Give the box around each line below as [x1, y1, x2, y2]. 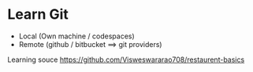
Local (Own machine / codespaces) [18, 31, 135, 41]
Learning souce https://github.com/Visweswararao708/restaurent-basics [7, 55, 245, 64]
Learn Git [7, 5, 69, 23]
